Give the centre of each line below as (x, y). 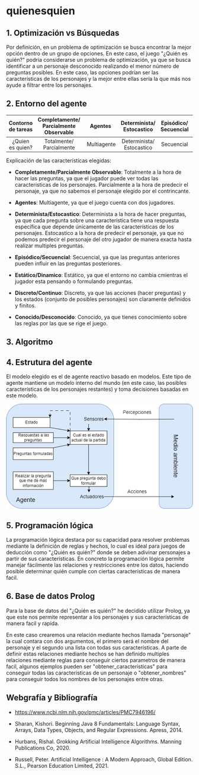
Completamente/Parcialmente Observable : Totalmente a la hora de (98, 172)
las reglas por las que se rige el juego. (61, 324)
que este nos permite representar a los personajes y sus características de (97, 617)
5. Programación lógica (50, 525)
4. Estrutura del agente (49, 362)
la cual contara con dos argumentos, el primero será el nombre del (87, 641)
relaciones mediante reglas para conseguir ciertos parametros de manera (96, 660)
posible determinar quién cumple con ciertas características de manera (93, 571)
